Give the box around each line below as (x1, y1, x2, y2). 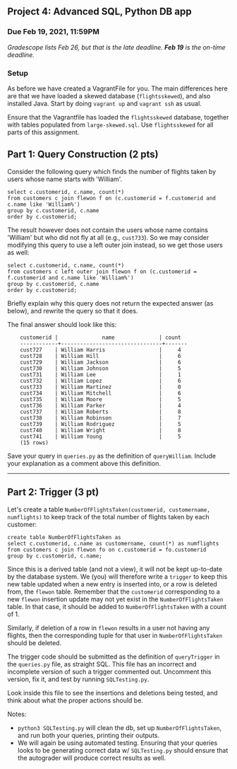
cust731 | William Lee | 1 (20, 371, 181, 378)
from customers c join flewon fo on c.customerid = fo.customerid (7, 546, 207, 553)
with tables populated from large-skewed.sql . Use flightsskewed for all (7, 120, 214, 129)
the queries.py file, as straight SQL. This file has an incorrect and (7, 659, 197, 668)
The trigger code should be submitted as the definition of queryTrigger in (7, 652, 220, 661)
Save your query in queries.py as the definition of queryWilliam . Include (7, 451, 217, 460)
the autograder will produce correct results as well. (17, 753, 166, 762)
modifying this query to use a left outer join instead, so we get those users (7, 241, 224, 249)
